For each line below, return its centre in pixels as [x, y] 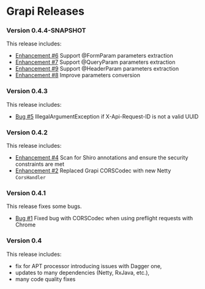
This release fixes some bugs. [44, 206]
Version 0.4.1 [26, 193]
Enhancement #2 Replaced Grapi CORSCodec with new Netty [93, 171]
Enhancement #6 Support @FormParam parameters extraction [94, 56]
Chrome [25, 225]
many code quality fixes [45, 279]
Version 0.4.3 [27, 91]
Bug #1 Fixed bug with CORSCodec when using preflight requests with [104, 218]
